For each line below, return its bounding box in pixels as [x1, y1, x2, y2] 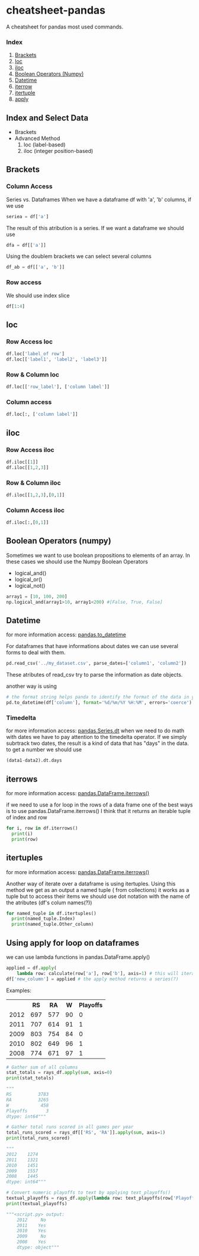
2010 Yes [17, 1228, 46, 1234]
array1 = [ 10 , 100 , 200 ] [6, 594, 68, 600]
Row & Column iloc [6, 479, 61, 487]
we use [6, 202, 24, 209]
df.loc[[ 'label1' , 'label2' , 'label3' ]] [6, 356, 108, 362]
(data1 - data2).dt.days [6, 757, 62, 764]
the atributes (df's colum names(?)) [6, 899, 92, 906]
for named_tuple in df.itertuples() [6, 910, 97, 916]
